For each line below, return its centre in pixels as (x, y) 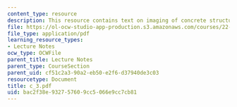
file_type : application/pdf (49, 33)
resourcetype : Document (42, 79)
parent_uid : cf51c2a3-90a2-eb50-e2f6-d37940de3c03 (83, 73)
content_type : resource (42, 14)
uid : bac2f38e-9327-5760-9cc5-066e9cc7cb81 (72, 92)
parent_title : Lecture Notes (50, 60)
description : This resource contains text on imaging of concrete (107, 20)
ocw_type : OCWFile (34, 53)
